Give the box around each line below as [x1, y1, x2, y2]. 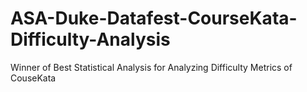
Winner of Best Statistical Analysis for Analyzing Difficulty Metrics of [10, 61, 293, 73]
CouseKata [10, 72, 57, 84]
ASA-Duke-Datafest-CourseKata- [10, 7, 298, 30]
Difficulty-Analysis [10, 28, 171, 51]
